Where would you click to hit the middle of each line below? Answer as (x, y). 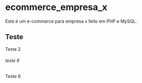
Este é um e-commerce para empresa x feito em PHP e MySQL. (71, 21)
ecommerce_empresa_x (56, 7)
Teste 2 (13, 49)
